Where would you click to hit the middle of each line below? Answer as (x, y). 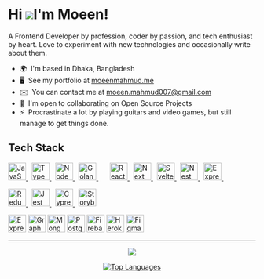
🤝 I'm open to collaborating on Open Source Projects (106, 103)
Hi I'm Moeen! (59, 14)
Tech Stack (36, 148)
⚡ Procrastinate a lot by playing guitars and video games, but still (125, 112)
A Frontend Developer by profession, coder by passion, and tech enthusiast (130, 36)
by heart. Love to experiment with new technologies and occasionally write (130, 44)
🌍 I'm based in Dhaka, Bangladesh (77, 68)
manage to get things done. (64, 123)
